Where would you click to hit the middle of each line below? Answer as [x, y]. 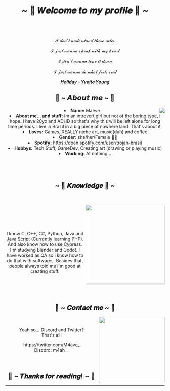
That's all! [52, 335]
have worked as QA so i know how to [45, 255]
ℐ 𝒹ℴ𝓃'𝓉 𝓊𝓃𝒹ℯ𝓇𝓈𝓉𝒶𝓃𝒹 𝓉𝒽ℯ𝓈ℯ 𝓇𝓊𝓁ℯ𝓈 [85, 40]
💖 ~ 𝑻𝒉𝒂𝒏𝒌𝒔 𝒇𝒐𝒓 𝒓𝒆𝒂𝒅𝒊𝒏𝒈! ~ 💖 [51, 376]
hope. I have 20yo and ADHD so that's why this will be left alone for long [85, 121]
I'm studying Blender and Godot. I [45, 250]
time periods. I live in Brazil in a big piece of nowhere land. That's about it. [85, 126]
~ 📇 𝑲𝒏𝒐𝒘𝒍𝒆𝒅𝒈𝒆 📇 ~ [85, 185]
